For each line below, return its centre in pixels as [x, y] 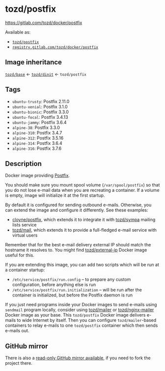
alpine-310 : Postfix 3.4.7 [37, 132]
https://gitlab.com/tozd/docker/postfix [44, 23]
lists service [24, 225]
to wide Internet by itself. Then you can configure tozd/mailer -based [87, 320]
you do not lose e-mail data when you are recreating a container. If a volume [82, 190]
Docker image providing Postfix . [38, 176]
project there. [19, 363]
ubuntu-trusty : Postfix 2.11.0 [41, 101]
